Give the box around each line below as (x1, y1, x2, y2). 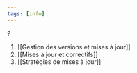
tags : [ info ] (7, 10, 45, 17)
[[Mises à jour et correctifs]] (17, 50, 99, 58)
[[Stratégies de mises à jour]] (17, 57, 102, 66)
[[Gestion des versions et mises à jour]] (17, 42, 131, 51)
